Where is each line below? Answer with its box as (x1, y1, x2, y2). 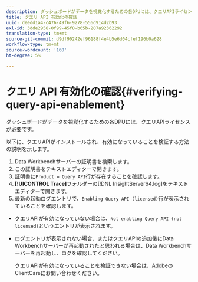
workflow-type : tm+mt (6, 42, 60, 48)
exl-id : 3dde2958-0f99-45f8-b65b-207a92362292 (6, 25, 123, 31)
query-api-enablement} (6, 98, 126, 111)
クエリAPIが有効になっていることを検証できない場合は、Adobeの (14, 262, 173, 269)
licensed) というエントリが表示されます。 (14, 222, 116, 229)
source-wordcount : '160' (6, 47, 67, 53)
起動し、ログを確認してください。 (40, 249, 123, 257)
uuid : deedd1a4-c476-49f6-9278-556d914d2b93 (6, 19, 117, 25)
